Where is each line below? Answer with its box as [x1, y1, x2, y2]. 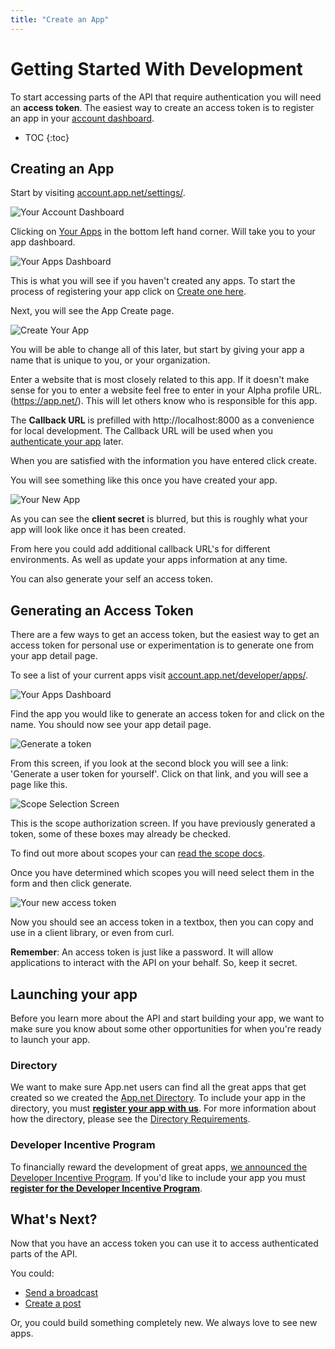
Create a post [24, 1297, 82, 1310]
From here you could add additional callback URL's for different [10, 543, 271, 555]
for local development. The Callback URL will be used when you [10, 425, 274, 437]
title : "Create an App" [10, 14, 110, 25]
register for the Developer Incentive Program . [10, 1182, 203, 1194]
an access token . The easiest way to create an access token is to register [10, 101, 315, 113]
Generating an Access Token [10, 602, 194, 619]
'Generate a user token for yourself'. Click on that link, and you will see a [10, 768, 309, 780]
